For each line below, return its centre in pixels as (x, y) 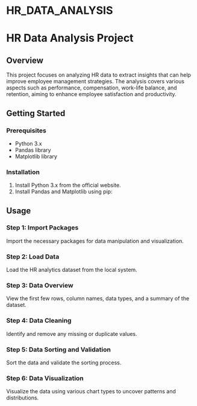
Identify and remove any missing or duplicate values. (72, 333)
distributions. (23, 398)
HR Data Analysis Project (70, 38)
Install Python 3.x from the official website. (68, 185)
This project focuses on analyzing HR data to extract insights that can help (99, 75)
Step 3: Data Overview (40, 286)
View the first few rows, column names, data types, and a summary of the (98, 298)
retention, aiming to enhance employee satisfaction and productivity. (91, 94)
